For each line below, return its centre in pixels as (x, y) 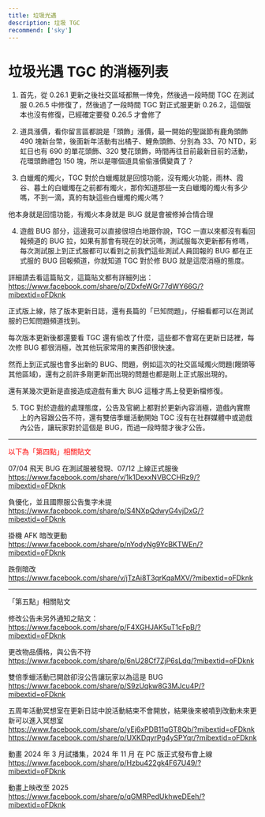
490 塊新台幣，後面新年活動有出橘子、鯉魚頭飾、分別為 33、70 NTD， (134, 141)
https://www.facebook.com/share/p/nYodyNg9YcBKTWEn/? (106, 545)
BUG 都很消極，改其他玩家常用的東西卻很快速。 (101, 347)
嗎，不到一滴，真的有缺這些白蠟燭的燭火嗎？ (92, 197)
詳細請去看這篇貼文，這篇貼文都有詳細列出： (81, 278)
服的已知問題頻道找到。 (46, 321)
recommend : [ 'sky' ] (40, 30)
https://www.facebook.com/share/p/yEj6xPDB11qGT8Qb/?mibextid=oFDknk (131, 729)
